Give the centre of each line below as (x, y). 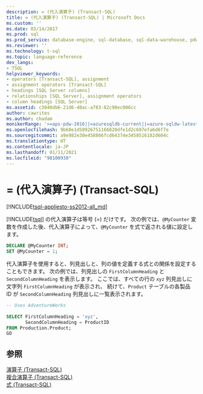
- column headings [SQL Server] (47, 102)
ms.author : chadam (29, 118)
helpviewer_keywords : (34, 74)
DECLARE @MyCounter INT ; (37, 246)
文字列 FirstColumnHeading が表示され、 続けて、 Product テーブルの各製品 (98, 286)
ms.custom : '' (24, 23)
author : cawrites (28, 113)
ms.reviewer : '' (27, 46)
